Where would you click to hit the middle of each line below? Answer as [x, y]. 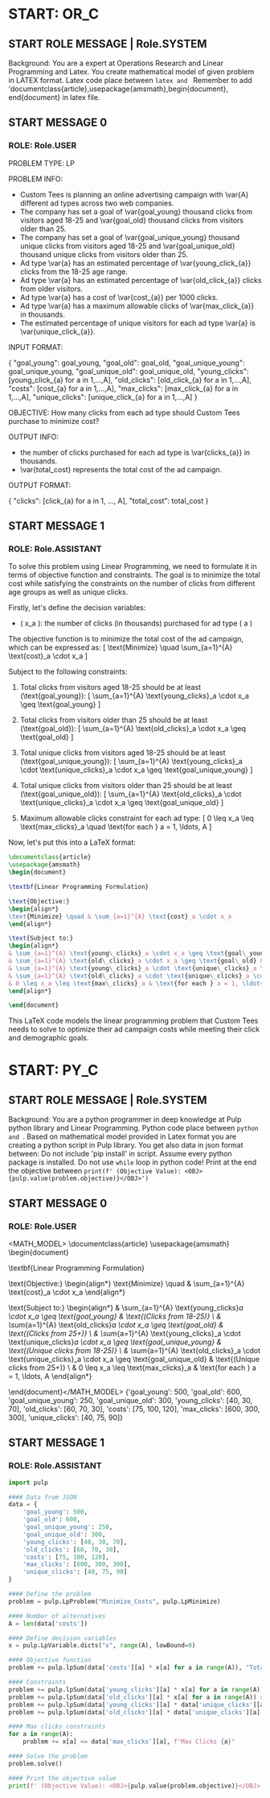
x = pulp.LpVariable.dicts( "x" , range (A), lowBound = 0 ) [102, 1646]
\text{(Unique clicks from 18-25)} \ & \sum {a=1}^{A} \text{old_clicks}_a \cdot [135, 1350]
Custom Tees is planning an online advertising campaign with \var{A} [134, 194]
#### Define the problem [50, 1594]
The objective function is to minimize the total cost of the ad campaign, [126, 639]
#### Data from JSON [43, 1497]
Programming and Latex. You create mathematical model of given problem [131, 72]
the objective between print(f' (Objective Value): [95, 1171]
